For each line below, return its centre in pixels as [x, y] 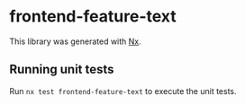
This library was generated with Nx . [75, 41]
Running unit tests [62, 69]
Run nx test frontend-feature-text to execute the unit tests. [123, 91]
